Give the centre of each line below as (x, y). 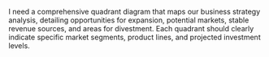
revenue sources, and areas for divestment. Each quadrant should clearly (131, 28)
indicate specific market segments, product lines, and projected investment (135, 37)
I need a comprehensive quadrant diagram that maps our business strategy (134, 12)
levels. (19, 46)
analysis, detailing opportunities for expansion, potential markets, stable (129, 20)
